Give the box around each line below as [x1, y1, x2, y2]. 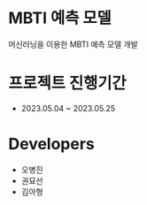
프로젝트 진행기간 [8, 73, 127, 94]
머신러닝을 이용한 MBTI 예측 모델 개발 [8, 39, 138, 49]
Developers [8, 134, 95, 155]
